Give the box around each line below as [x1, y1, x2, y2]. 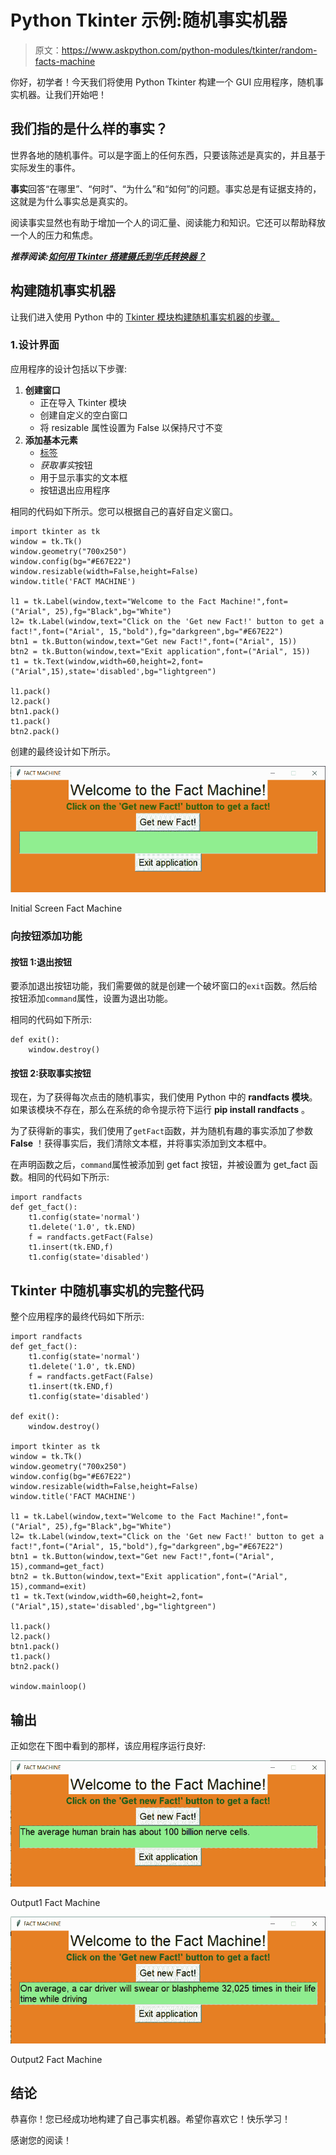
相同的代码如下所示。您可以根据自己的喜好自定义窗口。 [10, 505, 238, 517]
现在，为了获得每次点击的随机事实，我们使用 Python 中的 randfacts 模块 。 [10, 1091, 318, 1103]
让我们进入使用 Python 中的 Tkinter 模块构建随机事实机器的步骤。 [10, 311, 280, 323]
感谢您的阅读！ [10, 2134, 72, 2146]
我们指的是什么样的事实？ [10, 121, 168, 138]
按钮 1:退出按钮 [10, 956, 73, 968]
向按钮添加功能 [10, 929, 83, 943]
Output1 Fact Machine [10, 1897, 101, 1909]
